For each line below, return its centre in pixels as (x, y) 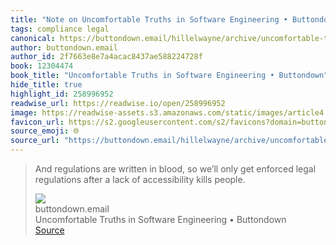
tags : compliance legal (60, 29)
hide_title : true (46, 85)
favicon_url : (37, 122)
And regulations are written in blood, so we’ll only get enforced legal (175, 169)
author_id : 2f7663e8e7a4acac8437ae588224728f (106, 57)
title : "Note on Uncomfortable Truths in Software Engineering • (149, 19)
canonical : (33, 38)
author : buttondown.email (64, 47)
